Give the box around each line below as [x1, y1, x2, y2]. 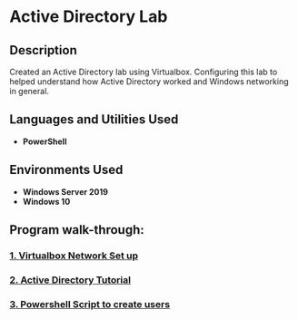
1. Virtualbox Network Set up [9, 249, 139, 262]
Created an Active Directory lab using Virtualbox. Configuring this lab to [9, 66, 278, 77]
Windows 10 [22, 196, 71, 207]
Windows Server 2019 [22, 186, 109, 197]
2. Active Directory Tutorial [9, 274, 132, 286]
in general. [9, 86, 50, 96]
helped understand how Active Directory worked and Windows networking [9, 76, 289, 87]
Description [9, 43, 77, 58]
